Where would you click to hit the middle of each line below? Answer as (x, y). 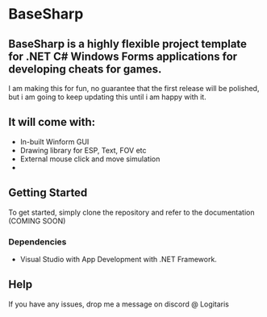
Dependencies (38, 241)
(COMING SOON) (37, 221)
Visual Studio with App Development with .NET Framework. (119, 259)
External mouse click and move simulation (90, 159)
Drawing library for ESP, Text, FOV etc (83, 150)
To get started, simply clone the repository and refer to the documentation (131, 212)
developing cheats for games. (85, 69)
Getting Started (48, 193)
